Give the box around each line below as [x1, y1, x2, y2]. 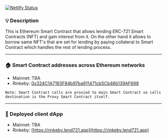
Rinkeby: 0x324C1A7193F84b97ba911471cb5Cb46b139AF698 [12, 80, 139, 86]
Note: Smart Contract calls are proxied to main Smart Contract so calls [5, 90, 162, 95]
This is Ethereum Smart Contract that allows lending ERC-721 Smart [5, 28, 144, 34]
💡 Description [5, 17, 39, 24]
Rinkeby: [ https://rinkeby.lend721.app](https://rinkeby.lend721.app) [12, 127, 149, 133]
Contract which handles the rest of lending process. [5, 44, 112, 50]
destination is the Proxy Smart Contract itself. [5, 94, 110, 99]
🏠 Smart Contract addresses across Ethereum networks [5, 62, 145, 69]
